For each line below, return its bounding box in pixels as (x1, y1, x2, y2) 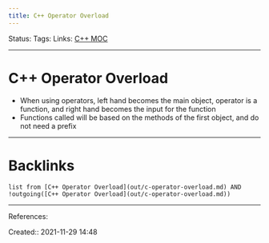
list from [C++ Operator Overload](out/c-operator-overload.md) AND (8, 183, 242, 191)
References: (8, 211, 48, 221)
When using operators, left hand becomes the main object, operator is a (19, 95, 258, 105)
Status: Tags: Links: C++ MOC (8, 34, 108, 43)
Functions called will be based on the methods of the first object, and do (19, 113, 259, 122)
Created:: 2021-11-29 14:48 (8, 227, 98, 237)
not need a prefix (19, 121, 77, 130)
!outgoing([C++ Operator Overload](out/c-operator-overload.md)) (8, 189, 231, 198)
